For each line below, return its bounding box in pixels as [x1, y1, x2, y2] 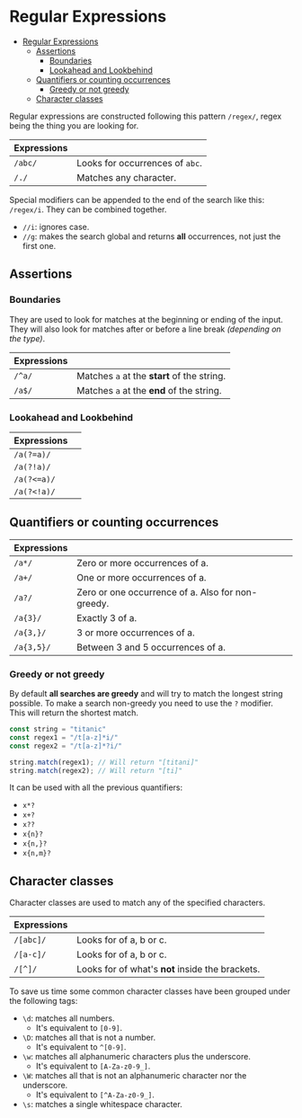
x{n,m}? [22, 849, 51, 858]
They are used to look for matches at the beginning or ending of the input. [9, 314, 283, 324]
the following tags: [9, 996, 78, 1007]
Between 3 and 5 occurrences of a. [75, 641, 226, 653]
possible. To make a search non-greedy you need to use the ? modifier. [9, 698, 274, 709]
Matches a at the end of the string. [75, 384, 222, 396]
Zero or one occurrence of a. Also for [75, 586, 234, 599]
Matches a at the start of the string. [75, 369, 226, 382]
